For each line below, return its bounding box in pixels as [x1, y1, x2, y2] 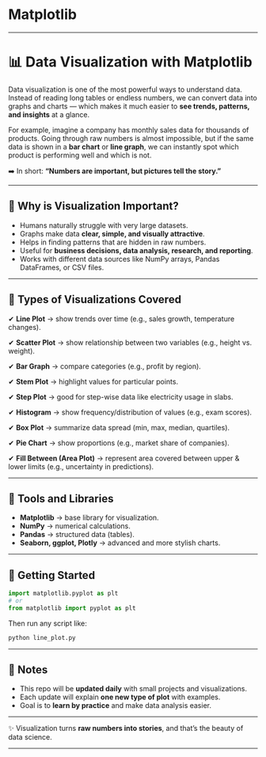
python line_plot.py [8, 634, 77, 642]
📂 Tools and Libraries [8, 492, 114, 505]
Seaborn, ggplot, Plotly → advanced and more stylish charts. [19, 538, 221, 547]
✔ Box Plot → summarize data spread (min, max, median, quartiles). [8, 422, 230, 432]
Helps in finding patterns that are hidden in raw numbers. [19, 237, 207, 247]
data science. [8, 732, 53, 742]
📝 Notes [8, 663, 48, 677]
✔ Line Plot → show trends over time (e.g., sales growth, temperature [8, 314, 235, 324]
